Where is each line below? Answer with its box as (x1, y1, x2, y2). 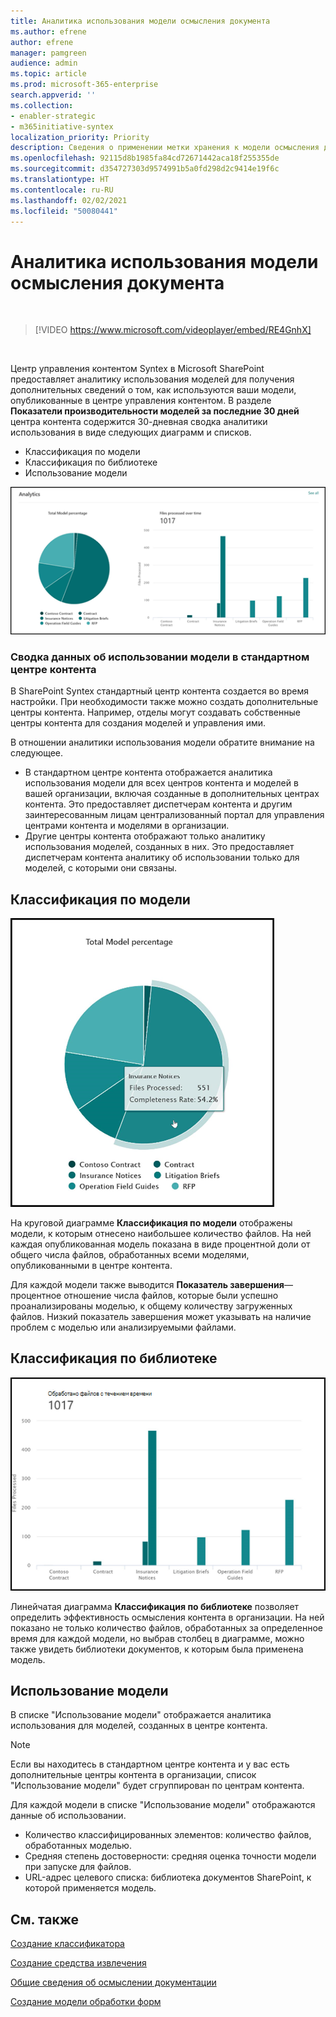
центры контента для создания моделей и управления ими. (10, 717, 267, 729)
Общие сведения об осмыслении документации (10, 1976, 217, 1989)
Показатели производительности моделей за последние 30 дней (10, 405, 300, 417)
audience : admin (10, 58, 78, 69)
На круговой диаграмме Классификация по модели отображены (10, 1217, 293, 1229)
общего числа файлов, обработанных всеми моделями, (10, 1249, 250, 1260)
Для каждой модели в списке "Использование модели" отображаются (10, 1799, 316, 1811)
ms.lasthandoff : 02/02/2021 (10, 195, 128, 205)
